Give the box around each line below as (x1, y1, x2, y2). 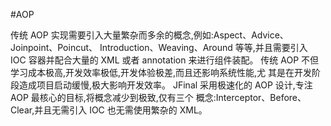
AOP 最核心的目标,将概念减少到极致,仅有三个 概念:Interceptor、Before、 (10, 92, 307, 103)
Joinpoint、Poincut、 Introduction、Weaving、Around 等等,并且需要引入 (10, 42, 308, 53)
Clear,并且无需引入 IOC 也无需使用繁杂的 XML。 (10, 104, 208, 116)
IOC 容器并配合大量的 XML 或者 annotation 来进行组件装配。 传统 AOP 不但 (10, 54, 320, 66)
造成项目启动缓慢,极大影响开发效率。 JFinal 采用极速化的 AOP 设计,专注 (18, 79, 313, 91)
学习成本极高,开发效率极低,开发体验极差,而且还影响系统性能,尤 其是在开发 (10, 67, 313, 78)
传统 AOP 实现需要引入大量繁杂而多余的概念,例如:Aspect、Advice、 (10, 29, 289, 41)
